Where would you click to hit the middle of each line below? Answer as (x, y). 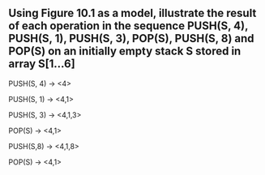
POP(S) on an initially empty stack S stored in (125, 51)
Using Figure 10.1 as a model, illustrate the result (132, 13)
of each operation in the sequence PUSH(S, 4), (128, 26)
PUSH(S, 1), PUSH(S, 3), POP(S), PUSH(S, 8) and (131, 38)
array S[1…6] (42, 64)
